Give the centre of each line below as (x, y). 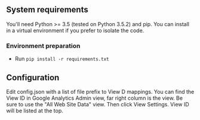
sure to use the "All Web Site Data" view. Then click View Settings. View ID (98, 104)
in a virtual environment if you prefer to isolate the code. (75, 30)
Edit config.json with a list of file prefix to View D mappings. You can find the (100, 91)
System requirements (47, 10)
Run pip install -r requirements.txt (62, 59)
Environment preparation (43, 46)
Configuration (33, 78)
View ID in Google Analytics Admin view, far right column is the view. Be (95, 98)
